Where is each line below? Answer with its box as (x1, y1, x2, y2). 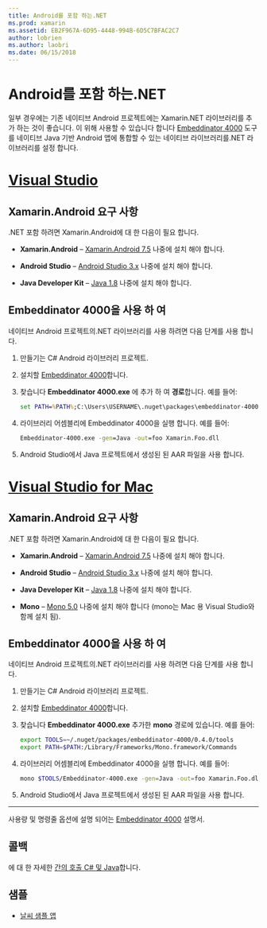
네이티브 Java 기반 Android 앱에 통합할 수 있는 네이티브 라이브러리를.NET (16, 133, 246, 142)
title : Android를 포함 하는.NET (8, 11, 107, 20)
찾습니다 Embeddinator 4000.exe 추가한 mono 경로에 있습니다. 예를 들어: (19, 720, 255, 730)
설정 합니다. (42, 142, 79, 152)
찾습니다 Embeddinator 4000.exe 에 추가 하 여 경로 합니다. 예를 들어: (19, 386, 238, 396)
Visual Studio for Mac (8, 478, 153, 495)
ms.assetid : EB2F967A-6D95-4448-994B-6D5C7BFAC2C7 (8, 26, 180, 34)
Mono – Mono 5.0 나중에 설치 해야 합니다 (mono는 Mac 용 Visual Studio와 (19, 601, 255, 611)
